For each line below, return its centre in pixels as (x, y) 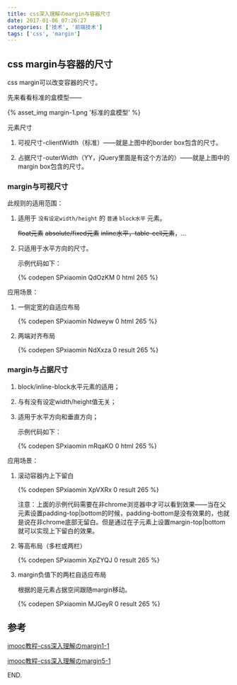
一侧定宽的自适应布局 (48, 307)
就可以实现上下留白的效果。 (58, 531)
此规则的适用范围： (35, 203)
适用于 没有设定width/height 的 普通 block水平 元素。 (92, 218)
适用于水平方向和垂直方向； (58, 416)
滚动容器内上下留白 (46, 476)
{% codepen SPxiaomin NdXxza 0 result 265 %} (88, 350)
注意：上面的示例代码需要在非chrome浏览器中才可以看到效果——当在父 (122, 504)
